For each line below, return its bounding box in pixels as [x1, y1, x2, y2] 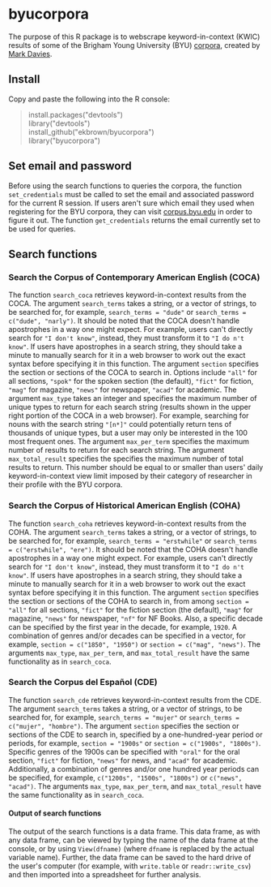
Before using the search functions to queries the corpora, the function [8, 180, 243, 191]
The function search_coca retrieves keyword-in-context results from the [8, 290, 247, 300]
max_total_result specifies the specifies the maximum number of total [8, 454, 244, 463]
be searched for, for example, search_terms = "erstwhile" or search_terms [8, 536, 257, 545]
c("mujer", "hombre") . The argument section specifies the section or [8, 721, 239, 730]
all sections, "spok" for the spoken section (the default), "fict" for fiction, [8, 377, 254, 386]
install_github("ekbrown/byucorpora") [28, 127, 155, 136]
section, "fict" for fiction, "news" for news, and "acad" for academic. [8, 756, 239, 765]
